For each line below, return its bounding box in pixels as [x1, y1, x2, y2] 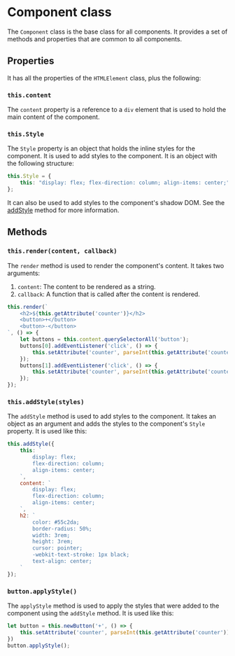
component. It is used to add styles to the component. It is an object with [7, 152, 218, 160]
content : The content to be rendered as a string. [17, 282, 156, 291]
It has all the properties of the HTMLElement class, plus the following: [7, 74, 201, 82]
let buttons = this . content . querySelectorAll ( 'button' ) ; [20, 336, 190, 343]
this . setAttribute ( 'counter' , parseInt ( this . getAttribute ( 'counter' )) [20, 629, 230, 636]
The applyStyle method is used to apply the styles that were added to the [7, 601, 220, 610]
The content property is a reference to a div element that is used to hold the [7, 106, 227, 114]
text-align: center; [32, 558, 92, 565]
